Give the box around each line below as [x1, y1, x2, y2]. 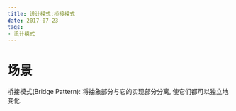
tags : [7, 23, 23, 30]
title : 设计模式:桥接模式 [7, 10, 76, 18]
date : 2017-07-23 [7, 17, 59, 24]
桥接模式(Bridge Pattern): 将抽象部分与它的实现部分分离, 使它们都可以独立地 [7, 88, 229, 96]
